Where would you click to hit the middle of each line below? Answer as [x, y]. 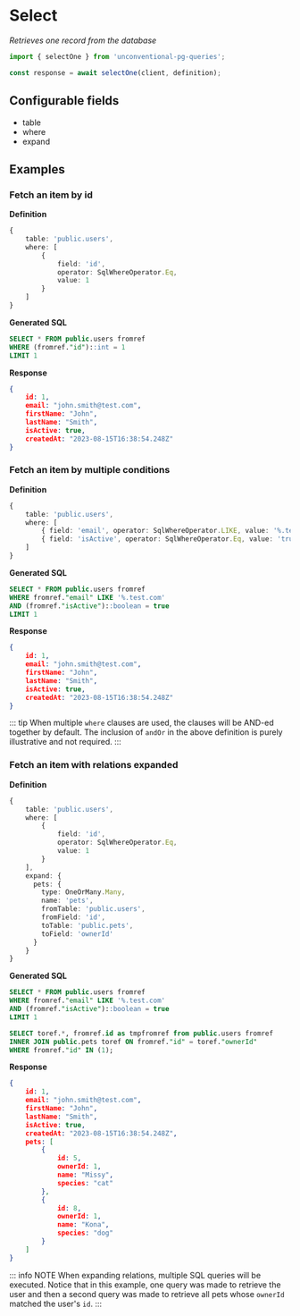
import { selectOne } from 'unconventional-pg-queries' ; [117, 56]
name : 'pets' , [67, 901]
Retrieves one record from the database [83, 40]
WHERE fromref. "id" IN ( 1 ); [62, 1050]
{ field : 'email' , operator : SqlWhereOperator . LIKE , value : [155, 531]
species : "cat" [85, 1183]
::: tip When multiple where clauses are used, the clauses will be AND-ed [142, 723]
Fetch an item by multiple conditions [90, 470]
